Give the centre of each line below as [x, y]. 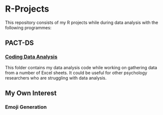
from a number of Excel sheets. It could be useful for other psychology [76, 73]
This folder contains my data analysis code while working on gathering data [81, 67]
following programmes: [28, 27]
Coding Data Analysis [31, 57]
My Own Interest [31, 93]
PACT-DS [20, 43]
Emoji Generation [26, 107]
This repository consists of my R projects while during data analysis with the [82, 22]
